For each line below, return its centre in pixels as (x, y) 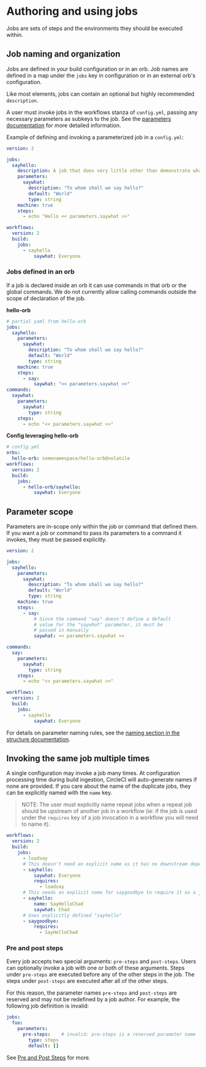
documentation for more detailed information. (64, 125)
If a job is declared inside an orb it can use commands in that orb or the (97, 285)
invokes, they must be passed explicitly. (57, 540)
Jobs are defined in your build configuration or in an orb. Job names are (97, 69)
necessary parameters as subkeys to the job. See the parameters (89, 118)
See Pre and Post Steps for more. (48, 1057)
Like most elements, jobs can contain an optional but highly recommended (101, 94)
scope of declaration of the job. (46, 298)
